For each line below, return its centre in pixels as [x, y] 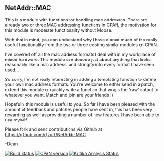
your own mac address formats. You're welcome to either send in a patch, [80, 84]
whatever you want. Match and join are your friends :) [59, 95]
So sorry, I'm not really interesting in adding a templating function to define [81, 79]
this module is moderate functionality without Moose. [59, 30]
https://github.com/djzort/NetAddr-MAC [46, 134]
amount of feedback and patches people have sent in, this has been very [79, 109]
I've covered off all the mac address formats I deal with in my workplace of [80, 54]
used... [12, 70]
